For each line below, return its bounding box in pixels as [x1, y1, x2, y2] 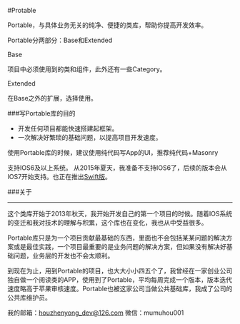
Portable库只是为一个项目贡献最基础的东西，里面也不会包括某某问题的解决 [7, 233, 226, 242]
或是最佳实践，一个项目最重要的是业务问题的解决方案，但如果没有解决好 [13, 243, 226, 250]
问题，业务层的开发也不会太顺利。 [13, 251, 114, 260]
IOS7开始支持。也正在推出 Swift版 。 [7, 173, 112, 181]
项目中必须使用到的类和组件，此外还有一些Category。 [7, 65, 166, 74]
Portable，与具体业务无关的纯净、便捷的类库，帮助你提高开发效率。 [7, 21, 208, 29]
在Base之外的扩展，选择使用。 [7, 94, 98, 102]
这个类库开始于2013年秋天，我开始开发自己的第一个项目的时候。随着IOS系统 [7, 210, 233, 218]
